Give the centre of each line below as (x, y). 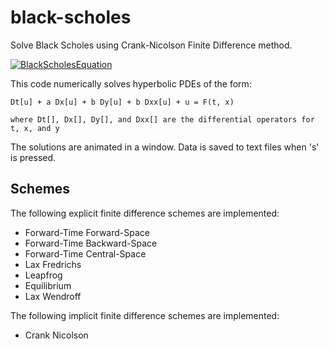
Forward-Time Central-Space (85, 253)
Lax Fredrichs (53, 264)
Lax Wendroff (53, 296)
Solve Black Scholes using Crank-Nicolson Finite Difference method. (151, 45)
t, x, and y (35, 128)
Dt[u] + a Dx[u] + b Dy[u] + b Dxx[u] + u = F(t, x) (122, 102)
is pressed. (33, 157)
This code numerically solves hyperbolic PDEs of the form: (131, 83)
